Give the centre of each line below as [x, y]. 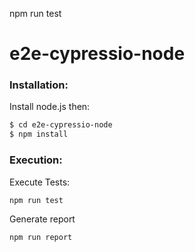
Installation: [39, 85]
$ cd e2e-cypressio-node [61, 125]
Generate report [42, 219]
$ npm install [39, 134]
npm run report [41, 238]
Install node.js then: [50, 107]
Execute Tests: [40, 182]
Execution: [36, 160]
